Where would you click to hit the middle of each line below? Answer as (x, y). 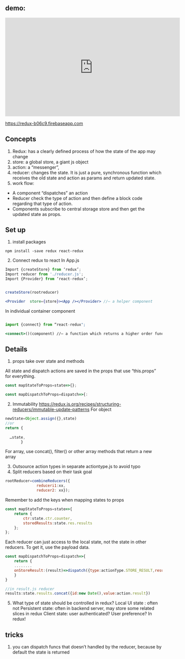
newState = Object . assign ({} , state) (41, 419)
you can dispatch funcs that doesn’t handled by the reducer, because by (87, 647)
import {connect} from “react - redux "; (45, 324)
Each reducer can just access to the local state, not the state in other (76, 542)
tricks (14, 635)
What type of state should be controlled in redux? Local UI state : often (85, 603)
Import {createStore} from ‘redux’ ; (43, 270)
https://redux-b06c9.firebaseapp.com (44, 123)
